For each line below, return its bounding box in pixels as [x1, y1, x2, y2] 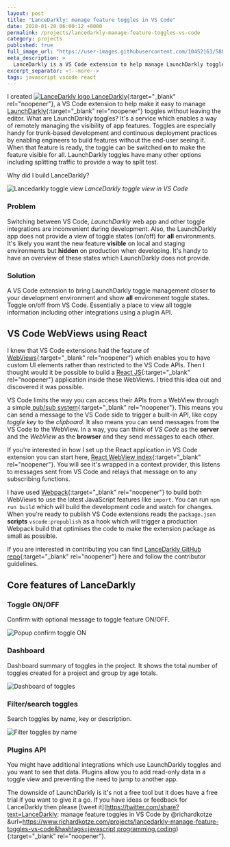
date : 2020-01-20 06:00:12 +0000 [7, 23, 103, 29]
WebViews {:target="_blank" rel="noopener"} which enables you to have [7, 354, 211, 362]
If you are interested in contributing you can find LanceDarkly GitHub [7, 545, 202, 553]
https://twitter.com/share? [105, 803, 179, 811]
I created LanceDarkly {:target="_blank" [7, 93, 176, 101]
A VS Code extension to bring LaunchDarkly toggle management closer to [7, 286, 216, 295]
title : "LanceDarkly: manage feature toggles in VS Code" [7, 16, 176, 23]
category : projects [7, 36, 63, 42]
